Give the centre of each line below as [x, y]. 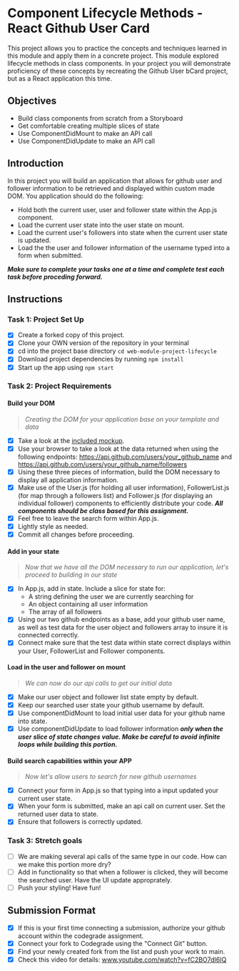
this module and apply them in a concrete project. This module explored [113, 56]
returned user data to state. [58, 814]
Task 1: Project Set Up [46, 319]
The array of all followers [65, 612]
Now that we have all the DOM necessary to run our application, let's [127, 567]
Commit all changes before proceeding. [76, 534]
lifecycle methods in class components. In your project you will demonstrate [119, 63]
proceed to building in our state [71, 575]
